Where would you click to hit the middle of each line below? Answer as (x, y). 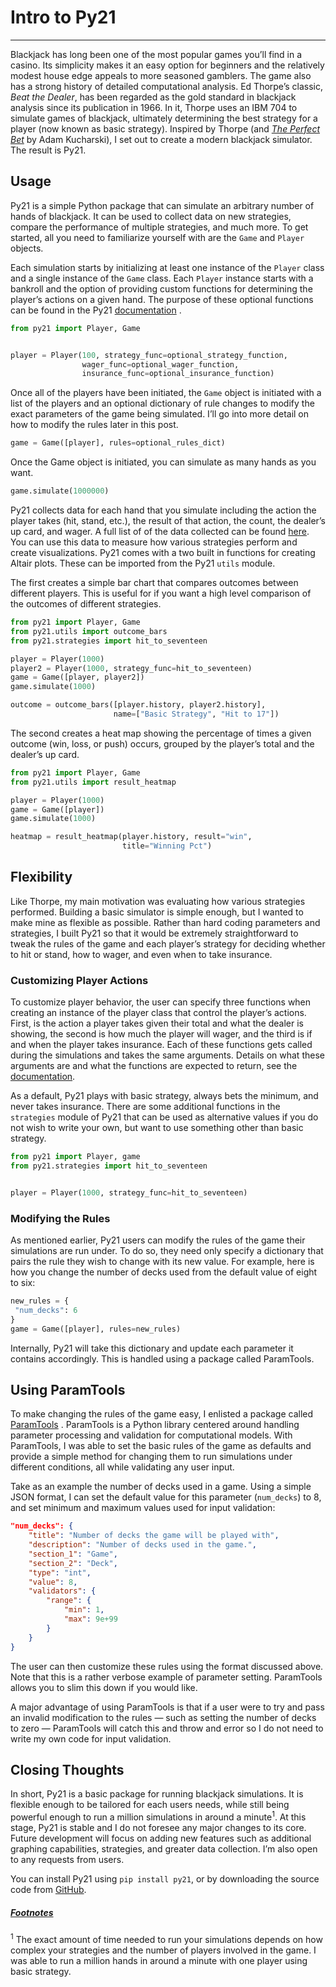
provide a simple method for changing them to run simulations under (151, 1457)
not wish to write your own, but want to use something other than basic (157, 1128)
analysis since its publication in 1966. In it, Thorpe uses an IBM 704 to (154, 107)
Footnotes (32, 1912)
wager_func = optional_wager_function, (160, 364)
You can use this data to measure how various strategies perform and (154, 542)
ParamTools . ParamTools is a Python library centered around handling (155, 1425)
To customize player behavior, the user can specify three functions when (161, 1002)
